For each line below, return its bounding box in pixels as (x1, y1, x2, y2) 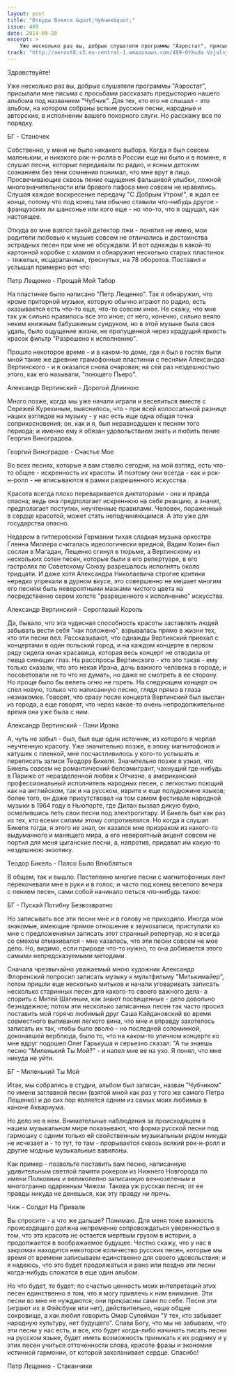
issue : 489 (7, 23, 39, 30)
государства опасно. (7, 518, 70, 527)
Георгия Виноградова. (7, 433, 74, 443)
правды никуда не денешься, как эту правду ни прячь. (7, 1189, 171, 1197)
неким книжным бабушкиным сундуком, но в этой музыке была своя (7, 319, 214, 328)
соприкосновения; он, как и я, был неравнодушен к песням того (7, 419, 200, 427)
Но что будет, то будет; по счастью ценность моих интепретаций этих (7, 1282, 217, 1290)
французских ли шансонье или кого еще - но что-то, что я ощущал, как (7, 205, 219, 213)
